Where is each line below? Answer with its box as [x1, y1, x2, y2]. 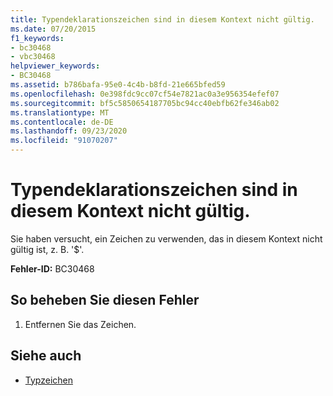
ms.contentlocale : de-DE [10, 117, 114, 127]
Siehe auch [10, 347, 82, 365]
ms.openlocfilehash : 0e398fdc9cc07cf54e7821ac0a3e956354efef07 [10, 89, 280, 99]
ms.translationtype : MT [10, 107, 110, 118]
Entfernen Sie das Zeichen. [24, 318, 137, 330]
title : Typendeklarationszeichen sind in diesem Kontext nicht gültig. [10, 14, 315, 25]
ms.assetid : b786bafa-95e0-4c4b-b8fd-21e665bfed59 [10, 80, 226, 90]
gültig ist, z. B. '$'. [10, 243, 85, 255]
